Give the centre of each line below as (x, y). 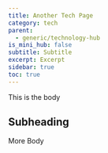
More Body (26, 141)
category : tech (33, 23)
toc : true (24, 75)
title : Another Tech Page (50, 15)
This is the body (34, 97)
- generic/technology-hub (58, 38)
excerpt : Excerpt (37, 60)
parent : (21, 30)
